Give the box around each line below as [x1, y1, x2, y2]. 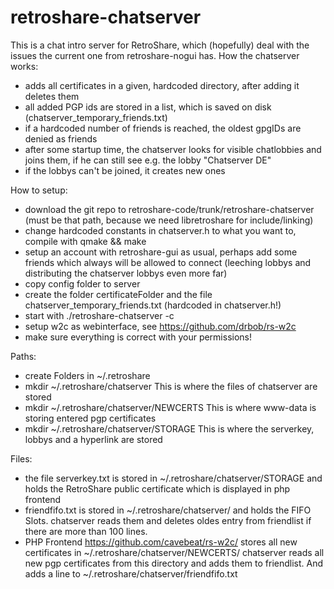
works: [10, 60, 39, 72]
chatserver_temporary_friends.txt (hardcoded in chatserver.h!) [24, 299, 282, 311]
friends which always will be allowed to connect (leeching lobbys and [24, 256, 312, 268]
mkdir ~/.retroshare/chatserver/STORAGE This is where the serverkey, [24, 422, 315, 435]
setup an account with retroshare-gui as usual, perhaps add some [24, 246, 298, 258]
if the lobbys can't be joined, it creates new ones [24, 164, 226, 176]
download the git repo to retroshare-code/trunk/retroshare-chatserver [24, 203, 315, 215]
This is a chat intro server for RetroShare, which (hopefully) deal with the [10, 39, 310, 51]
